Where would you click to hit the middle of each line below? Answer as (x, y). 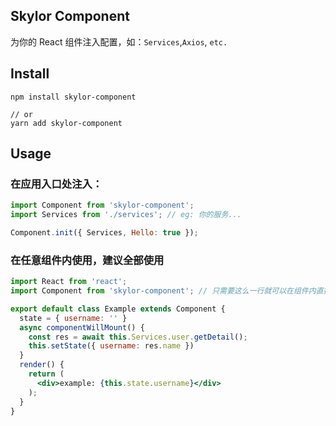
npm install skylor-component (73, 97)
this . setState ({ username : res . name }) (111, 346)
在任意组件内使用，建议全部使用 (87, 260)
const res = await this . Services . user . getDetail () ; (138, 337)
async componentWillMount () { (82, 327)
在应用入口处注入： (56, 184)
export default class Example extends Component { (118, 309)
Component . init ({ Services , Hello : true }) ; (104, 233)
